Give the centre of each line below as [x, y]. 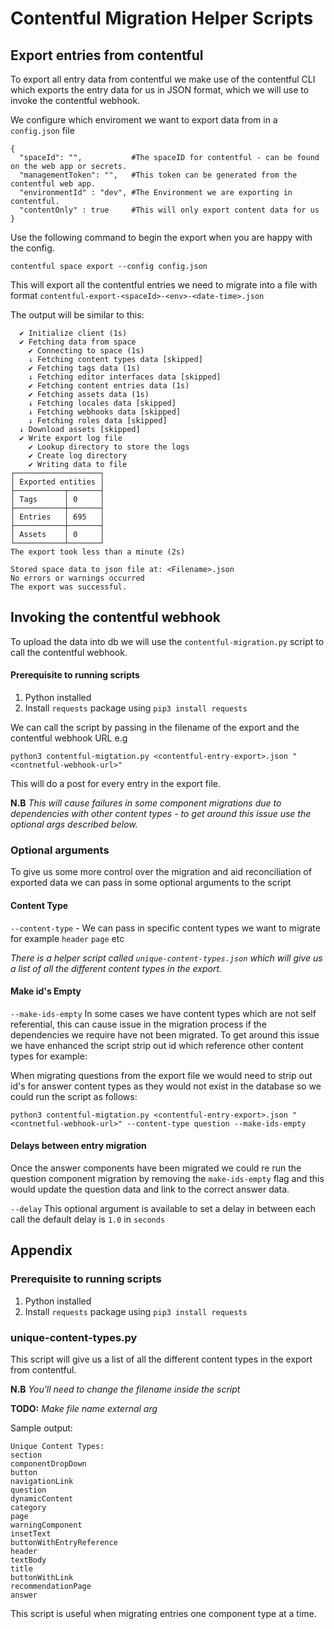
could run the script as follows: [74, 1096]
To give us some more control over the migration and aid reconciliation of [161, 872]
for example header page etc [67, 938]
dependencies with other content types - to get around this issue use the [161, 814]
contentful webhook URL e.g [69, 738]
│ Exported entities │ [57, 482]
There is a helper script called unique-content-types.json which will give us [166, 958]
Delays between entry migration [78, 1146]
